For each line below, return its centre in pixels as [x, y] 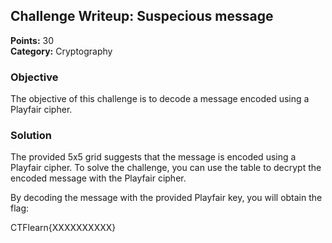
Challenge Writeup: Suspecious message [142, 16]
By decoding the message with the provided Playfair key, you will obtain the [166, 198]
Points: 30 [32, 40]
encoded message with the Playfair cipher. [98, 178]
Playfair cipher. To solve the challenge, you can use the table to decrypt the [166, 168]
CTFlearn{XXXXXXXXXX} [63, 228]
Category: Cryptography [61, 51]
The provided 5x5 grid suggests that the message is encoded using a [153, 157]
